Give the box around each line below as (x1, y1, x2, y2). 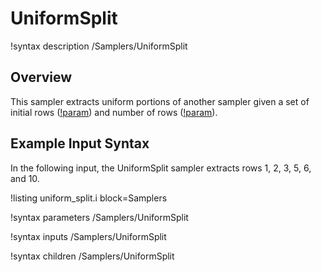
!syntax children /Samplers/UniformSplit (10, 250, 175, 262)
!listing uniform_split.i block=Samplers (10, 192, 168, 204)
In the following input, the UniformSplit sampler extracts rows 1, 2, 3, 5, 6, (10, 162, 312, 174)
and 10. (10, 172, 40, 184)
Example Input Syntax (10, 135, 150, 152)
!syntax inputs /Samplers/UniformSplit (10, 230, 167, 242)
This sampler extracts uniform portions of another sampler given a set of (10, 95, 310, 107)
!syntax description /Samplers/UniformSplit (10, 40, 188, 52)
